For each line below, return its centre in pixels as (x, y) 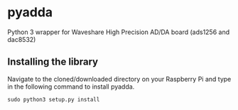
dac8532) (22, 39)
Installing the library (53, 62)
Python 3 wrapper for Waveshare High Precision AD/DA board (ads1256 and (118, 32)
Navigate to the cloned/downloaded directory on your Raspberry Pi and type (119, 79)
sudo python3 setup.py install (54, 99)
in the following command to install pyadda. (71, 87)
